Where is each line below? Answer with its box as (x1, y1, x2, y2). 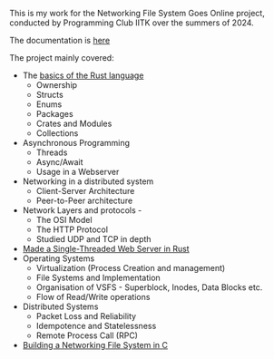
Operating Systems (22, 253, 95, 264)
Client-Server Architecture (35, 186, 135, 196)
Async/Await (35, 157, 83, 167)
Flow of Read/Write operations (35, 292, 151, 302)
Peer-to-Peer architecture (35, 195, 133, 206)
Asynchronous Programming (22, 138, 130, 148)
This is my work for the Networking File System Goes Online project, (9, 8, 265, 18)
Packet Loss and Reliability (35, 311, 137, 321)
